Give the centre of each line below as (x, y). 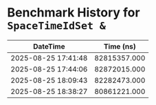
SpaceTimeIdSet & (57, 26)
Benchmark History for (74, 13)
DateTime (49, 46)
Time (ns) (120, 46)
